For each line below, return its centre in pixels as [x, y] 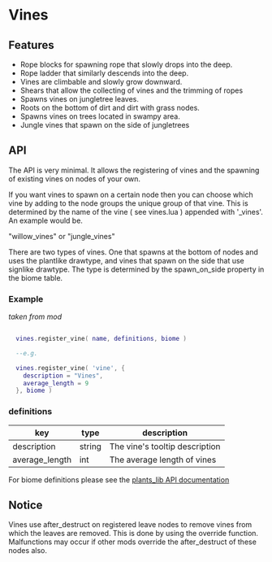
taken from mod [35, 317]
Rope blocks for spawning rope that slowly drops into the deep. [126, 64]
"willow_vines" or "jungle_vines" [62, 236]
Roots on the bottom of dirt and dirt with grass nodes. [110, 108]
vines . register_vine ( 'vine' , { [71, 368]
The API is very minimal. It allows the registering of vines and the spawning [134, 170]
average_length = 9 [56, 383]
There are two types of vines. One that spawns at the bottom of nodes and [133, 252]
